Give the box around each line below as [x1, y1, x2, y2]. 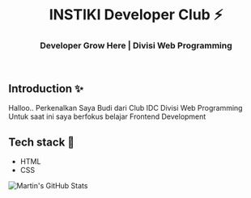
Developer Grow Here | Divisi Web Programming [40, 40, 232, 52]
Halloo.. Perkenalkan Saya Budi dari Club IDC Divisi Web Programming [8, 103, 243, 113]
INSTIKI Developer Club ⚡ [49, 6, 223, 24]
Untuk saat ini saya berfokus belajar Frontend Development [8, 112, 206, 121]
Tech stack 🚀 [8, 135, 75, 149]
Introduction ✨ [8, 82, 83, 95]
